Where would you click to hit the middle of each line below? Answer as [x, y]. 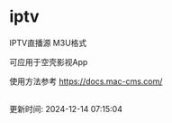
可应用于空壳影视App [49, 61]
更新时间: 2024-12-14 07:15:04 [66, 109]
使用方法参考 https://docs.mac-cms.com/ [86, 81]
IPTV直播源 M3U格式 [48, 43]
